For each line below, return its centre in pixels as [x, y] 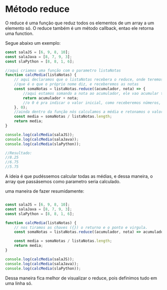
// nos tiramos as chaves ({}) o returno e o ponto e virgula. [81, 227]
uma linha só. [19, 283]
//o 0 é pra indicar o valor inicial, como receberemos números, [92, 103]
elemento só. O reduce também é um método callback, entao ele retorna [80, 28]
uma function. [19, 33]
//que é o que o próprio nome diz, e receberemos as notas [77, 84]
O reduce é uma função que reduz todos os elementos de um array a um [80, 23]
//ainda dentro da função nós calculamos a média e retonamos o [82, 112]
